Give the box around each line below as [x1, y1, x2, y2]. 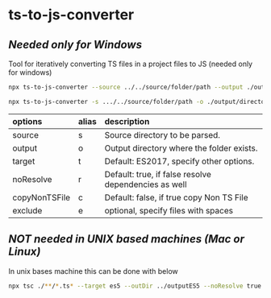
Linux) [8, 245, 41, 259]
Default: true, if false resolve [104, 168, 211, 180]
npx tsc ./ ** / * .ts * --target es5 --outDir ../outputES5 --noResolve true [8, 282, 262, 290]
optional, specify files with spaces [104, 205, 234, 216]
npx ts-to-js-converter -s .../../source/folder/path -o [8, 97, 204, 106]
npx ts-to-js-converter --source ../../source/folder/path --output [8, 83, 244, 91]
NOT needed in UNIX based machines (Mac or [8, 232, 244, 246]
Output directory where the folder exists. [104, 143, 258, 154]
